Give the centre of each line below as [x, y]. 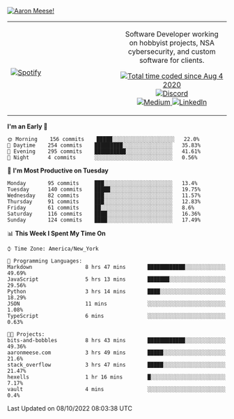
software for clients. [172, 60]
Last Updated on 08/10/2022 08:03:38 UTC [70, 408]
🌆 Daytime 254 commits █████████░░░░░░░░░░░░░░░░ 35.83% [104, 145]
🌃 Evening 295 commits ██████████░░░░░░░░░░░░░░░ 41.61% [104, 152]
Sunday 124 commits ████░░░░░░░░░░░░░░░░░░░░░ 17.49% [104, 220]
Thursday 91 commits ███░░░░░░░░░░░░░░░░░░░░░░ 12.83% [104, 202]
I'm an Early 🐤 [28, 126]
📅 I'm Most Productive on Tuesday [58, 170]
